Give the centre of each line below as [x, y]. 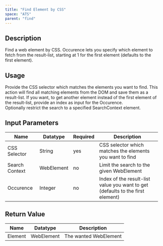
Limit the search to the [125, 164]
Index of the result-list [125, 179]
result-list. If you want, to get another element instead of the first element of [81, 97]
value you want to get [124, 185]
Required [84, 136]
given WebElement [121, 171]
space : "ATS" [18, 14]
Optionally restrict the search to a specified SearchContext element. [73, 108]
